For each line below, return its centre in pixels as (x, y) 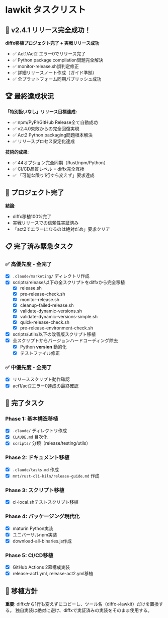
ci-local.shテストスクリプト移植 (46, 502)
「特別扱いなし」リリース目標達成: (41, 111)
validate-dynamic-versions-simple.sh (59, 316)
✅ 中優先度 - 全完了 (28, 368)
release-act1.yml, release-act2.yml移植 (53, 574)
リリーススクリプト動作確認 (41, 379)
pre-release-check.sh (43, 294)
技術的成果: (17, 152)
